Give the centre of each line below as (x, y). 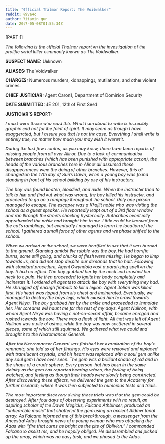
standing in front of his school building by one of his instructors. (70, 180)
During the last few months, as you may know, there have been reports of (80, 149)
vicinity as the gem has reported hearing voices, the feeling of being (75, 370)
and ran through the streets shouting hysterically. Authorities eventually (78, 216)
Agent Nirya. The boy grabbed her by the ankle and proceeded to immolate (82, 303)
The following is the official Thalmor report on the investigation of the (76, 47)
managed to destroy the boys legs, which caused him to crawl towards (77, 298)
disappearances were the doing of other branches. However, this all (74, 170)
